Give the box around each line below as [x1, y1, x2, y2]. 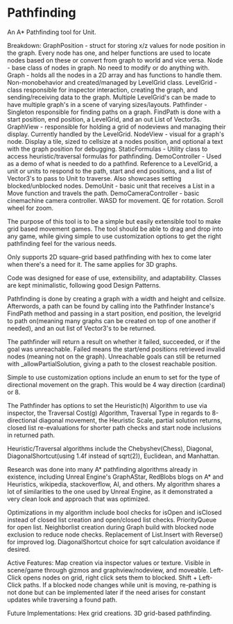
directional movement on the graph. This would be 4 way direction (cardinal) [7, 380, 226, 388]
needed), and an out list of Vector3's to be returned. [7, 324, 156, 332]
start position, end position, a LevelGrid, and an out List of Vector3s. [7, 115, 202, 123]
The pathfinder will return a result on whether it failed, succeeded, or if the [7, 337, 221, 345]
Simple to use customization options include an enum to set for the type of [7, 373, 221, 381]
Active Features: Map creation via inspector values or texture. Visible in [7, 558, 211, 567]
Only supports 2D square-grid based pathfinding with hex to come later [7, 252, 212, 261]
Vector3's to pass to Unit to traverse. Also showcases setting [7, 174, 182, 182]
